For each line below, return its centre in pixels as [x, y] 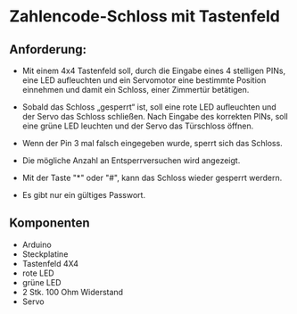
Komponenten [50, 223]
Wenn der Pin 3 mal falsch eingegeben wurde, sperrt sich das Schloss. [152, 143]
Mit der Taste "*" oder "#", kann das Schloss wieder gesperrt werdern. [152, 178]
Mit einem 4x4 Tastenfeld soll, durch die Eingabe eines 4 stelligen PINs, [154, 70]
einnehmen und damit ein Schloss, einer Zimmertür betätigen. [136, 90]
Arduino [37, 244]
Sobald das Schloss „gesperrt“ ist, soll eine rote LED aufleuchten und [149, 107]
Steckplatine [45, 254]
